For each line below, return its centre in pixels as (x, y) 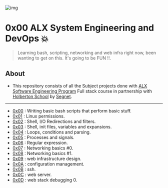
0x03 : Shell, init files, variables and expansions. (62, 126)
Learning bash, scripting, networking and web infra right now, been (87, 52)
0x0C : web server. (32, 174)
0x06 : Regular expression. (40, 142)
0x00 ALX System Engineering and (79, 28)
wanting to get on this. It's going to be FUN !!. (64, 58)
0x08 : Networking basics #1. (42, 153)
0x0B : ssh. (24, 169)
